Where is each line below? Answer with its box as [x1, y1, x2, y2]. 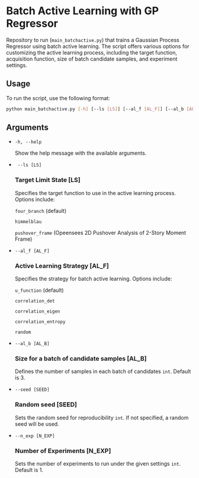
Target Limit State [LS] [14, 176, 81, 184]
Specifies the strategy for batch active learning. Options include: [14, 275, 173, 282]
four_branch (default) [14, 207, 67, 214]
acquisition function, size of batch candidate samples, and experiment [6, 55, 178, 62]
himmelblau [14, 218, 42, 225]
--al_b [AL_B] [14, 341, 50, 347]
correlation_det [14, 298, 55, 304]
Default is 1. [14, 466, 43, 473]
